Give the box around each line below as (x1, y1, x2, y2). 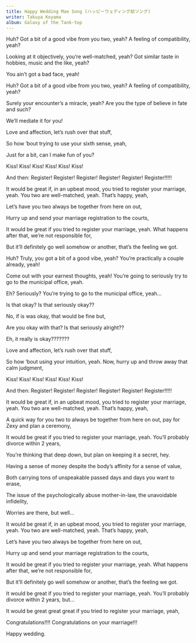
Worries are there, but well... (6, 509, 75, 516)
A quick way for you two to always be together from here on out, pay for (6, 416, 180, 423)
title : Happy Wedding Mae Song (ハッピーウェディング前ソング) (6, 8, 151, 15)
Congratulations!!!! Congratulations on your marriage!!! (6, 619, 137, 626)
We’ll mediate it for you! (6, 117, 63, 124)
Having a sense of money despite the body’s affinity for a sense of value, (6, 463, 183, 470)
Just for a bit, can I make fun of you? (6, 151, 95, 158)
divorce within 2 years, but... (6, 596, 75, 603)
